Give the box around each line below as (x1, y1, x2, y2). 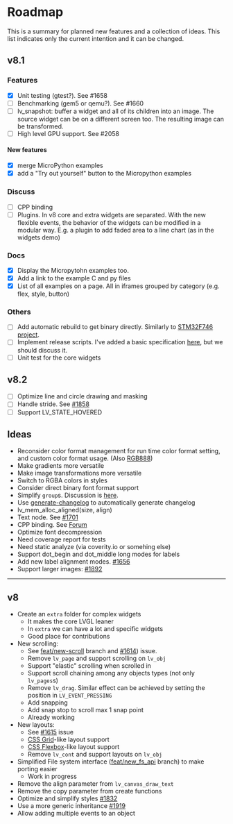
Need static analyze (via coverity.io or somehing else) (17, 543, 171, 551)
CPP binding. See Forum (17, 521, 88, 529)
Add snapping (27, 698, 68, 707)
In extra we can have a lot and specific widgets (27, 625, 164, 633)
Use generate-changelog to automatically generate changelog (17, 498, 196, 507)
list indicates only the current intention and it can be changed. (7, 34, 184, 42)
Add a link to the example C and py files (17, 274, 131, 282)
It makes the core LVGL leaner (27, 617, 114, 625)
